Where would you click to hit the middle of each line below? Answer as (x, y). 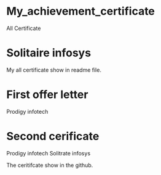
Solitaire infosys (49, 53)
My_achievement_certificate (81, 11)
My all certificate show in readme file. (54, 70)
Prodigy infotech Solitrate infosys (49, 153)
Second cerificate (53, 136)
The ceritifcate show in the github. (50, 165)
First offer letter (47, 95)
